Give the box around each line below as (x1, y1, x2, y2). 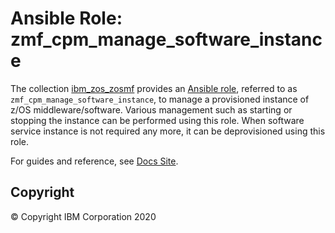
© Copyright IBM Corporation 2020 (10, 210, 157, 222)
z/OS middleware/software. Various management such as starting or (10, 103, 293, 116)
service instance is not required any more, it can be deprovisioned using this (10, 125, 326, 137)
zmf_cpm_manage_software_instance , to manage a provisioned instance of (10, 93, 310, 105)
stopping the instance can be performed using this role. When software (10, 114, 305, 126)
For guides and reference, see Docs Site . (10, 155, 179, 167)
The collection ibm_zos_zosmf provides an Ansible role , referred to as (10, 82, 298, 94)
